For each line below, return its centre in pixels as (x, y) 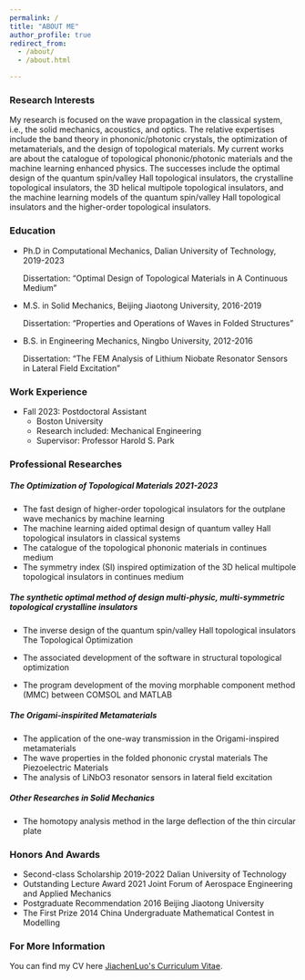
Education (33, 231)
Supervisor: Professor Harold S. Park (105, 440)
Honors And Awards (55, 854)
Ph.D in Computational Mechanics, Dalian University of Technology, (149, 251)
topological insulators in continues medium (103, 576)
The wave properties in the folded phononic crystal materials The (145, 758)
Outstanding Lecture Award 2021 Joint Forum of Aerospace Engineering (158, 883)
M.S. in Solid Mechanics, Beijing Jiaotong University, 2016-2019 (142, 305)
